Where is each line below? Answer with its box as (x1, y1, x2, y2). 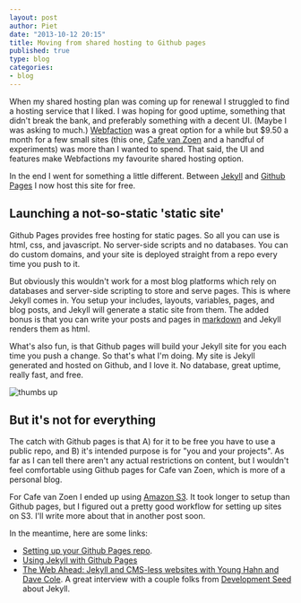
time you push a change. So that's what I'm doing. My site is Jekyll (9, 350, 255, 361)
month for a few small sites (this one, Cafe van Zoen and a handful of (9, 134, 264, 144)
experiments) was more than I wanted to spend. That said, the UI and (9, 143, 264, 154)
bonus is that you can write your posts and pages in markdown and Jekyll (9, 314, 282, 324)
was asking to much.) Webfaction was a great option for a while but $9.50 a (9, 125, 289, 135)
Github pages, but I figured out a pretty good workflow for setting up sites (9, 501, 282, 512)
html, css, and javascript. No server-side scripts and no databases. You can (9, 239, 288, 250)
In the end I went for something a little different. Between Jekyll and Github (9, 170, 286, 181)
